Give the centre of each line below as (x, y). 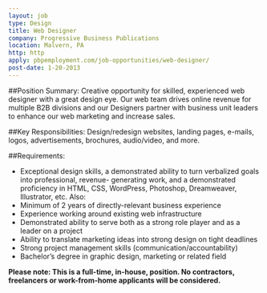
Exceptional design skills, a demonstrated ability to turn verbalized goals (139, 171)
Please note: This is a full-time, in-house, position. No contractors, (121, 271)
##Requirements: (37, 155)
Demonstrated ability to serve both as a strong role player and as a (130, 222)
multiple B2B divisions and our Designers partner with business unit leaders (133, 107)
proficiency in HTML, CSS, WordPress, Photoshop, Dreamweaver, (128, 188)
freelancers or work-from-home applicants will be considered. (115, 280)
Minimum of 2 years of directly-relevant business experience (121, 205)
